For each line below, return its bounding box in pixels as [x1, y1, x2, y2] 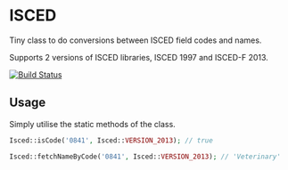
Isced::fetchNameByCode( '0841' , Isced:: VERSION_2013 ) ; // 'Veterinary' [9, 152, 281, 161]
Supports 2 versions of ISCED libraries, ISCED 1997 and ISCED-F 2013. [9, 52, 269, 62]
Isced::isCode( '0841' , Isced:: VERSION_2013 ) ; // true [9, 135, 214, 145]
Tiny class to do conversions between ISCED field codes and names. [9, 35, 262, 45]
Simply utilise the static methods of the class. [9, 118, 176, 129]
